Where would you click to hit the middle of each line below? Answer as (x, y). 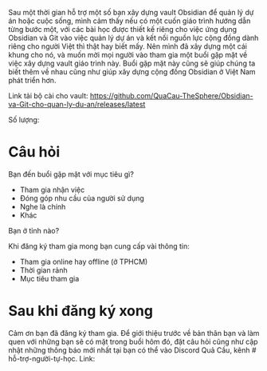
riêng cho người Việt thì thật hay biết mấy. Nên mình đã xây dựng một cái (128, 46)
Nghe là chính (43, 206)
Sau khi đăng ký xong (81, 311)
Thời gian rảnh (43, 270)
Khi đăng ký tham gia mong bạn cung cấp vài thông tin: (99, 246)
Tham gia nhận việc (52, 189)
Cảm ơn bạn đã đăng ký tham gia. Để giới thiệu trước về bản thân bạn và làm (134, 333)
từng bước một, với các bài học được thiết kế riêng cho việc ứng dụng (123, 29)
